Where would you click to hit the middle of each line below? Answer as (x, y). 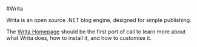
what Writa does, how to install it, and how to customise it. (79, 38)
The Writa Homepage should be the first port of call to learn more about (96, 32)
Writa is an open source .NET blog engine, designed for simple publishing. (99, 20)
